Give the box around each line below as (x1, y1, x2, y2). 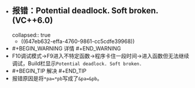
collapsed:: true (11, 31, 51, 38)
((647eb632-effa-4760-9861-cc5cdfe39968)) (20, 38, 135, 45)
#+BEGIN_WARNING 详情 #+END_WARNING (11, 44, 121, 52)
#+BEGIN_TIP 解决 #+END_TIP (11, 67, 87, 74)
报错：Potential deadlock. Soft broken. (11, 5, 158, 16)
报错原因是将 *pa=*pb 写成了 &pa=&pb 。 (11, 74, 103, 82)
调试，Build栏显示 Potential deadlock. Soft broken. (11, 59, 142, 67)
